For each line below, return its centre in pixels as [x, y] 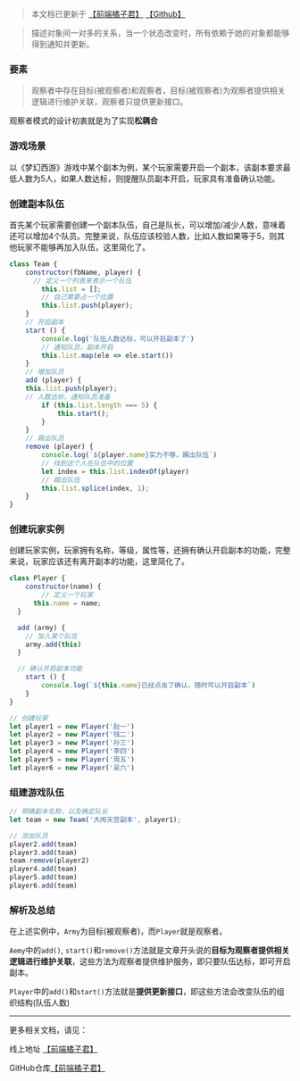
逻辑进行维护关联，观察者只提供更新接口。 [109, 102]
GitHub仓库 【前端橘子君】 [57, 1068]
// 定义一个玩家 [67, 595]
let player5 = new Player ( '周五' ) [72, 760]
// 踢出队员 [45, 438]
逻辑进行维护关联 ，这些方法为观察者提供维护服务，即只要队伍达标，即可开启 [150, 961]
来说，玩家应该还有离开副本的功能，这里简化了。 [99, 561]
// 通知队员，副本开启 [77, 347]
